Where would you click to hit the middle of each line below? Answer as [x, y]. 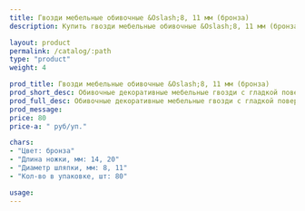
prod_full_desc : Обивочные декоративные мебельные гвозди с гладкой [142, 101]
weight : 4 [28, 68]
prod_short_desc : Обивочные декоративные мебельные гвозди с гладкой [144, 92]
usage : [22, 192]
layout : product [40, 43]
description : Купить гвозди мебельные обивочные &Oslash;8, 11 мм [138, 26]
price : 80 [28, 118]
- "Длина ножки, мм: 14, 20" [64, 159]
